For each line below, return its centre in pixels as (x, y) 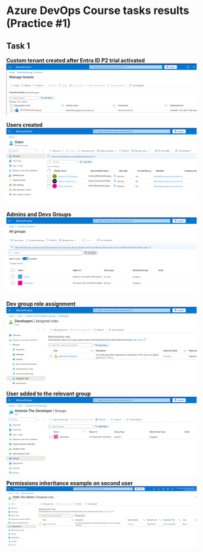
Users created (24, 124)
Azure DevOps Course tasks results (98, 11)
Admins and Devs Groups (39, 214)
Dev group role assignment (41, 304)
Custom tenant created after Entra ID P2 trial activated (76, 60)
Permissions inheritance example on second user (70, 483)
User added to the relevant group (49, 393)
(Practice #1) (39, 23)
